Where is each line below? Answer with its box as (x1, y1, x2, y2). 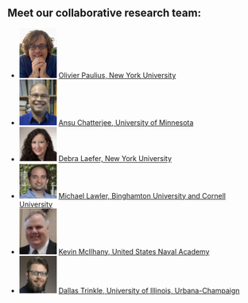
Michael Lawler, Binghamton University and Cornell (58, 191, 226, 200)
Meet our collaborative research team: (7, 6, 202, 20)
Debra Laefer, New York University (58, 154, 172, 163)
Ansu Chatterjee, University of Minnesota (58, 118, 194, 128)
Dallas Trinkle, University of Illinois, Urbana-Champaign (58, 285, 240, 295)
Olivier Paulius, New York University (58, 71, 176, 81)
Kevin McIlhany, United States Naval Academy (58, 246, 210, 256)
